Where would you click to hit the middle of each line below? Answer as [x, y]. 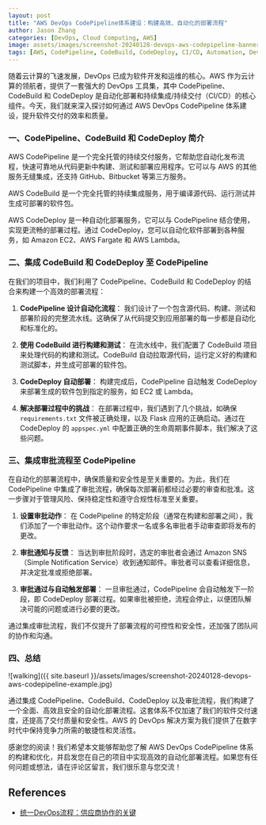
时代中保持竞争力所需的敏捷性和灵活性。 [74, 731]
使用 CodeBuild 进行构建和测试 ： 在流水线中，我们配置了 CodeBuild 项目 [138, 345]
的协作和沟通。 [32, 636]
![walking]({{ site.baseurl [49, 676]
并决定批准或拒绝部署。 [58, 572]
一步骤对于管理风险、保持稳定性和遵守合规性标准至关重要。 [105, 498]
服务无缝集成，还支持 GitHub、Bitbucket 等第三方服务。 [99, 177]
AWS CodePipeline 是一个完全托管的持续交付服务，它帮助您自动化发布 [123, 157]
